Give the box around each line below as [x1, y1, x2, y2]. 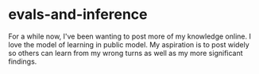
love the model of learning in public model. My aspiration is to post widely [8, 39, 250, 49]
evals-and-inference [8, 6, 148, 24]
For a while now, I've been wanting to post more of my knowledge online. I [8, 31, 252, 41]
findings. [8, 57, 37, 66]
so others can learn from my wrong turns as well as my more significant [8, 48, 244, 57]
